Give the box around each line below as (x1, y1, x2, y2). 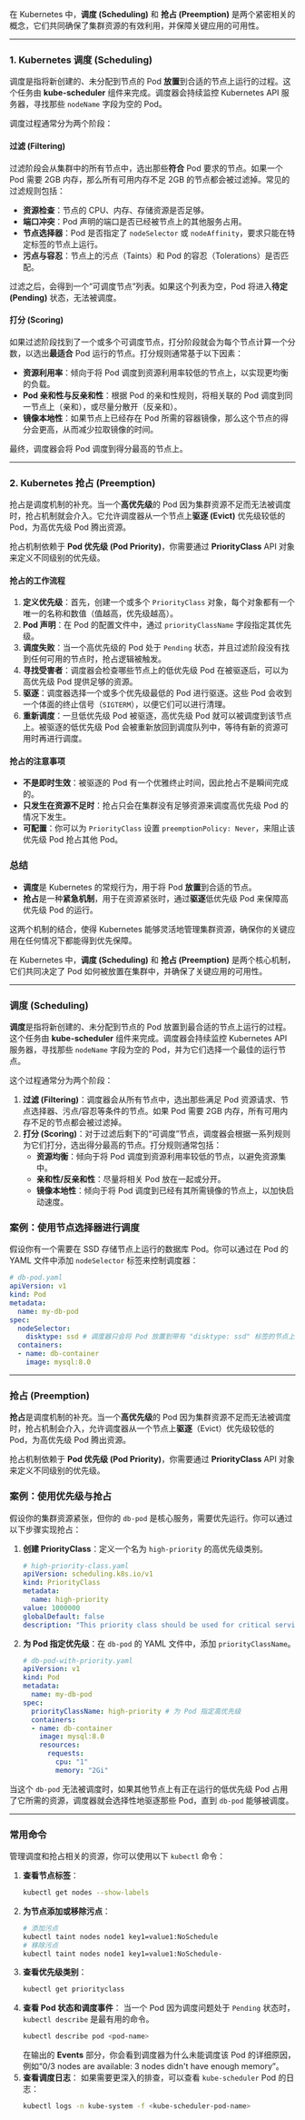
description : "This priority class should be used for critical (22, 1620, 271, 1629)
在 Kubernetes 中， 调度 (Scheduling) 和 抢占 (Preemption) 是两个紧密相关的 (9, 9, 296, 19)
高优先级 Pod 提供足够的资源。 (22, 676, 138, 687)
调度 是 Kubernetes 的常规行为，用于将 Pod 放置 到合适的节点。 (22, 881, 257, 892)
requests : (46, 1749, 84, 1758)
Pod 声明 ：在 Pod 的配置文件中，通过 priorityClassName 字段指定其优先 (22, 620, 292, 631)
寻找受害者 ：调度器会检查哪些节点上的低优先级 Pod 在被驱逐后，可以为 (22, 665, 289, 676)
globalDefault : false (22, 1612, 105, 1621)
